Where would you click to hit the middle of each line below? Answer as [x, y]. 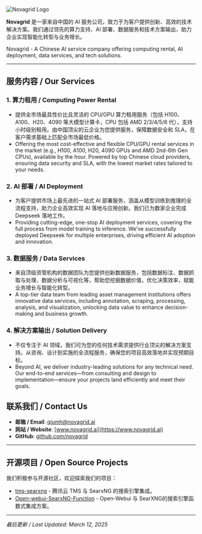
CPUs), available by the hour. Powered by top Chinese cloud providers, [103, 156]
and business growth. [61, 314]
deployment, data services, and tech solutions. [64, 55]
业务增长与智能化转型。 [44, 288]
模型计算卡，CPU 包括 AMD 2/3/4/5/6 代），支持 [133, 122]
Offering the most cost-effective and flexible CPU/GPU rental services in [104, 144]
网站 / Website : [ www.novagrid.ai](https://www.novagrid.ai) [89, 430]
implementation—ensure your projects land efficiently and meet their [100, 380]
